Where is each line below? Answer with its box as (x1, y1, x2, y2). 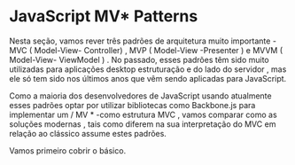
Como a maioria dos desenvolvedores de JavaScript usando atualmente (9, 90, 272, 101)
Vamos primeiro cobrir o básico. (9, 145, 127, 156)
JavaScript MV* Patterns (9, 6, 198, 27)
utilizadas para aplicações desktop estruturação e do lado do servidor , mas (9, 64, 287, 75)
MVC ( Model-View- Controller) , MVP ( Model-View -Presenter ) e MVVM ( (9, 44, 283, 55)
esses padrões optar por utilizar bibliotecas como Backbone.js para (9, 99, 256, 110)
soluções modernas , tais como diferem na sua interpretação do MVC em (9, 118, 276, 130)
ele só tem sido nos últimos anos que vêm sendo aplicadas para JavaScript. (9, 73, 287, 83)
